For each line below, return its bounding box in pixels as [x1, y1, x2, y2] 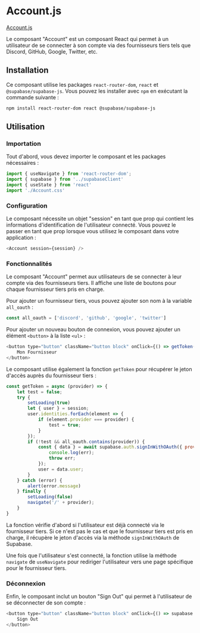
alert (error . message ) [27, 483, 82, 489]
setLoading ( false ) [27, 494, 73, 500]
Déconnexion [6, 579, 46, 587]
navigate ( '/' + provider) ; [27, 500, 95, 506]
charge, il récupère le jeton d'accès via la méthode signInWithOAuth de [6, 534, 180, 541]
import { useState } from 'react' [6, 182, 92, 188]
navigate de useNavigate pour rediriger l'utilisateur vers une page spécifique [6, 558, 193, 565]
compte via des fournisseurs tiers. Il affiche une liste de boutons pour [6, 280, 177, 287]
